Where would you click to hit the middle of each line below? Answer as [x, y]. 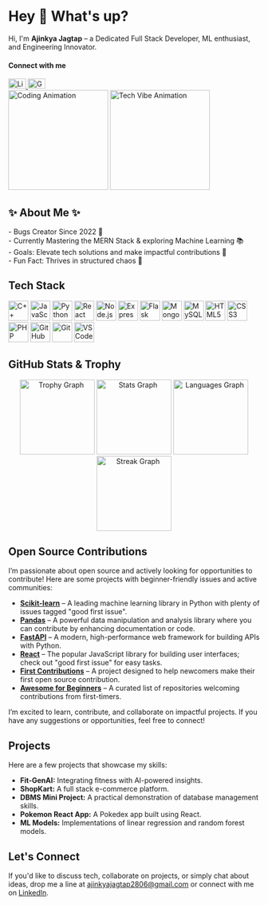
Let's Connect [44, 857]
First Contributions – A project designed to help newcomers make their [137, 671]
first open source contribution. [70, 680]
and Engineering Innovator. [53, 46]
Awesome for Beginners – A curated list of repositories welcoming [130, 688]
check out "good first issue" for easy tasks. [91, 663]
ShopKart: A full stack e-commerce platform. [95, 789]
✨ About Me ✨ [45, 212]
